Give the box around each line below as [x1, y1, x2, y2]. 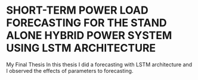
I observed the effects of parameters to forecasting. [6, 67, 134, 74]
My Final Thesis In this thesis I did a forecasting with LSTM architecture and [6, 60, 193, 68]
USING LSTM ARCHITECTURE [6, 41, 156, 55]
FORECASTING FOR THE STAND [6, 16, 167, 30]
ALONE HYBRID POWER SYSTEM [6, 29, 172, 42]
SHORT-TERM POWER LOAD [6, 4, 148, 17]
